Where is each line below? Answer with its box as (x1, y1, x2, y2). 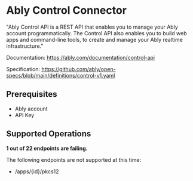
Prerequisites (6, 89, 57, 99)
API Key (14, 111, 35, 118)
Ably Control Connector (6, 4, 127, 17)
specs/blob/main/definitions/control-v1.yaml (6, 72, 115, 79)
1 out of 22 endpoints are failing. (6, 145, 88, 152)
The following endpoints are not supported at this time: (6, 156, 142, 163)
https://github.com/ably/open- (41, 65, 117, 72)
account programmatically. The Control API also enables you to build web (6, 29, 187, 36)
